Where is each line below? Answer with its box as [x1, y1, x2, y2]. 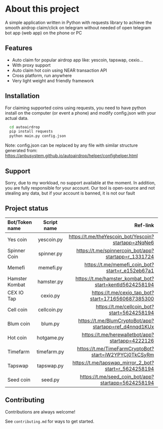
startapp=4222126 [110, 337, 154, 344]
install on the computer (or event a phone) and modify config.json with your [5, 110, 156, 116]
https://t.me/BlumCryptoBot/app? [78, 317, 154, 324]
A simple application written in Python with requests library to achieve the [5, 19, 152, 25]
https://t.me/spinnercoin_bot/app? [76, 247, 154, 254]
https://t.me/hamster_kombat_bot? [75, 275, 154, 282]
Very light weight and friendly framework [12, 78, 94, 83]
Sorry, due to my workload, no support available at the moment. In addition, [5, 180, 156, 186]
